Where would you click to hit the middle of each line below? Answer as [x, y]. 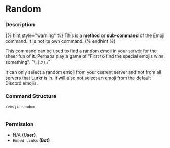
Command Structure [31, 96]
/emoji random [20, 107]
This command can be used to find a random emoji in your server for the [81, 51]
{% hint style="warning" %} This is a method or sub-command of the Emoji [85, 35]
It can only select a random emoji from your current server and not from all [83, 72]
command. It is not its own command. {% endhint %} [60, 41]
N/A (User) [24, 135]
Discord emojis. [22, 83]
